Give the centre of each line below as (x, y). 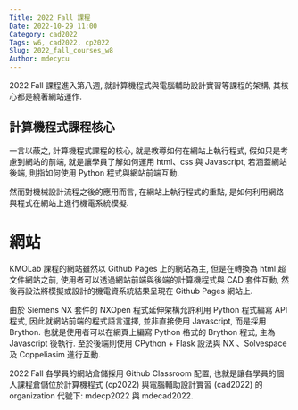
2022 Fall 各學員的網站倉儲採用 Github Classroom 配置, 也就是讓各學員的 (143, 373)
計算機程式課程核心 (62, 127)
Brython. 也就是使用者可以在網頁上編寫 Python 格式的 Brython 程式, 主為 (142, 332)
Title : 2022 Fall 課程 (50, 17)
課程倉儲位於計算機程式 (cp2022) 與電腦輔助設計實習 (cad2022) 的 (140, 384)
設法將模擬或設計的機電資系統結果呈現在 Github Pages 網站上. (139, 291)
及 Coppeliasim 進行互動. (55, 354)
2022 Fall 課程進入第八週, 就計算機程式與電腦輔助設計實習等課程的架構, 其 (145, 85)
